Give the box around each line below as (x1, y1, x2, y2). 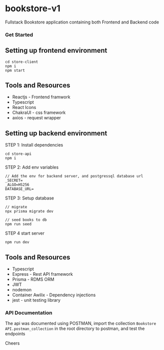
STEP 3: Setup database (5, 195, 54, 201)
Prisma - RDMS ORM (12, 277, 55, 283)
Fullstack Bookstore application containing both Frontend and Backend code (5, 19, 159, 25)
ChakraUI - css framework (12, 109, 66, 115)
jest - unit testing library (12, 297, 61, 303)
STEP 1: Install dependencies (5, 142, 64, 148)
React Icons (12, 105, 37, 110)
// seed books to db (5, 218, 47, 222)
